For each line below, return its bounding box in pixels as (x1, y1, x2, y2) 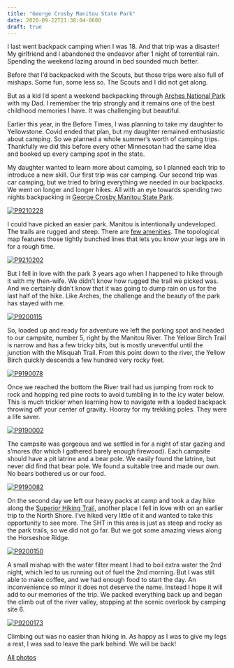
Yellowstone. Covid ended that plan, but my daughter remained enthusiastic (7, 127, 226, 136)
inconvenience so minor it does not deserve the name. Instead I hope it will (7, 583, 223, 591)
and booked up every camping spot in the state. (7, 150, 145, 158)
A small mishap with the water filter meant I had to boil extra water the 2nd (7, 560, 222, 569)
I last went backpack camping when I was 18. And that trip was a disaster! (7, 43, 220, 51)
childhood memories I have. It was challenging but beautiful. (7, 106, 181, 115)
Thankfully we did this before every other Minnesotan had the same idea (7, 143, 217, 151)
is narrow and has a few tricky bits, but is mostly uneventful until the (7, 341, 203, 349)
